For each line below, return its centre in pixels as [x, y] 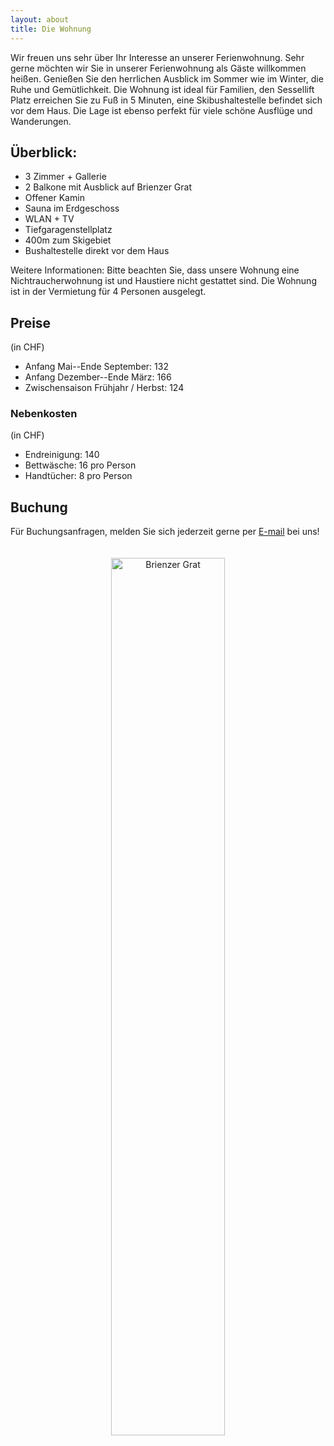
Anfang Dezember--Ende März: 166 [98, 377]
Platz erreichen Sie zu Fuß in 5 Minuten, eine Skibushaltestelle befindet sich [166, 100]
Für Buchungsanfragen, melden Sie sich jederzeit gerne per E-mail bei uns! [165, 532]
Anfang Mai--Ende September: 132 [96, 367]
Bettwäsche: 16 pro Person [80, 465]
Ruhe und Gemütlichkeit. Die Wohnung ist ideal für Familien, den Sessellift [162, 89]
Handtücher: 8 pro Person [78, 476]
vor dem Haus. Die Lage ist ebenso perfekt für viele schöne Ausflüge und [161, 110]
